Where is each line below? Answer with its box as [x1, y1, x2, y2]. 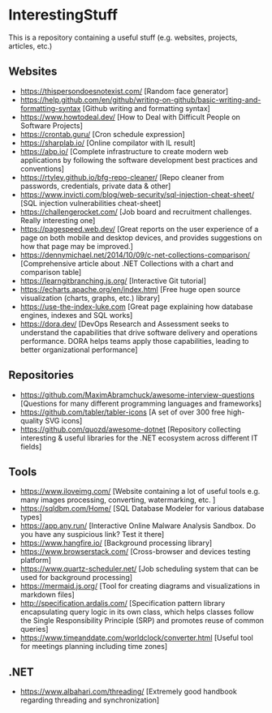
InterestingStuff [8, 6, 119, 24]
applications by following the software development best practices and [19, 155, 258, 165]
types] [19, 513, 42, 522]
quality [19, 415, 44, 425]
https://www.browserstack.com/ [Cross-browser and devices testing [19, 547, 251, 556]
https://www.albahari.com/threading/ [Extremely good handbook [19, 687, 237, 697]
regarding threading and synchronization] [19, 695, 160, 705]
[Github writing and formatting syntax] [82, 103, 211, 113]
